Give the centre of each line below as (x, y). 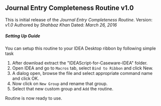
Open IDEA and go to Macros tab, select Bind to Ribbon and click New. (83, 68)
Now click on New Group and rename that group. (60, 83)
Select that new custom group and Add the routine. (63, 88)
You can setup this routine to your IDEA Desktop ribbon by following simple (80, 48)
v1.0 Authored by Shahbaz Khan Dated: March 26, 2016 (61, 25)
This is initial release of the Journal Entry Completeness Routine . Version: (79, 19)
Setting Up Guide (23, 36)
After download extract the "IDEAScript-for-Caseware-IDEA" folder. (80, 63)
